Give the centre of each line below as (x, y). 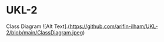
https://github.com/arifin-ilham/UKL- (114, 26)
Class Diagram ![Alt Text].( (38, 26)
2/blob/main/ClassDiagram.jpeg (45, 32)
